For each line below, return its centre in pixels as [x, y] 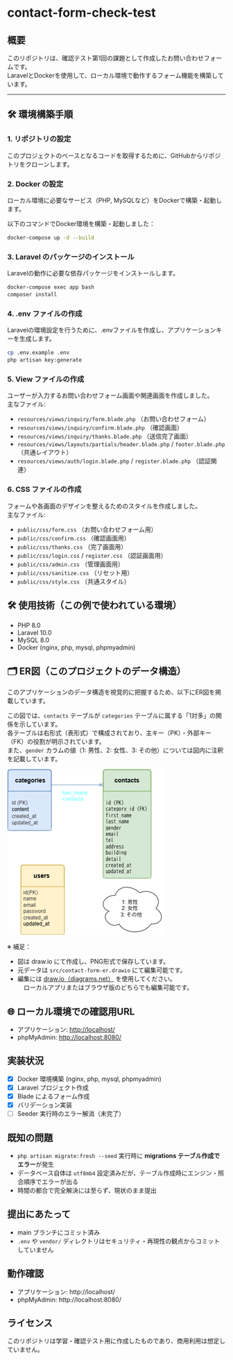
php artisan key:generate [44, 360]
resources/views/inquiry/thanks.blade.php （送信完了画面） [105, 436]
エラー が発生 [35, 1164]
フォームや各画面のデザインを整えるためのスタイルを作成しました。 [104, 506]
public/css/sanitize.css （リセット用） [75, 572]
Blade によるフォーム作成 [53, 1096]
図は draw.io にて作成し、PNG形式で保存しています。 [93, 962]
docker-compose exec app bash [51, 287]
